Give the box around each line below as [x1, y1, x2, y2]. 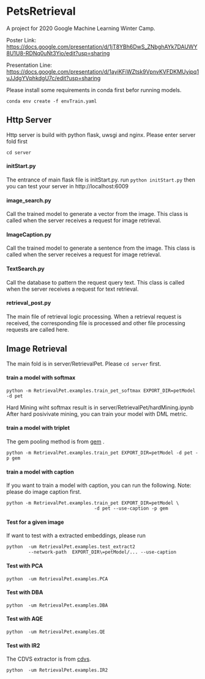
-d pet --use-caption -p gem [94, 505, 168, 512]
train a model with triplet [6, 424, 70, 432]
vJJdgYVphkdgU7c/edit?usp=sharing [6, 74, 101, 82]
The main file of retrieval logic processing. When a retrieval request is [6, 313, 182, 320]
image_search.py [6, 196, 51, 204]
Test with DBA [6, 589, 43, 596]
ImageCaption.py [6, 231, 52, 238]
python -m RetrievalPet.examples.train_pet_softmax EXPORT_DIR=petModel [6, 388, 196, 394]
